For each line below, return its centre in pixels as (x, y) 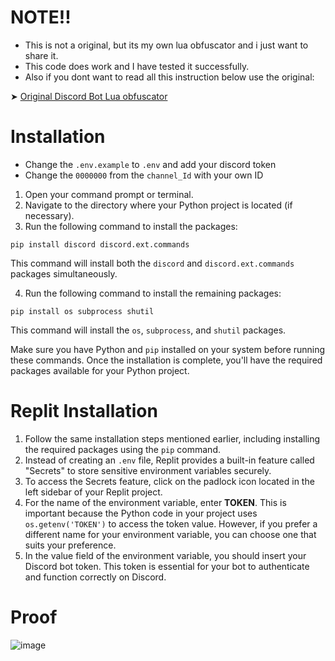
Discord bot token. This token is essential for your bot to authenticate (167, 566)
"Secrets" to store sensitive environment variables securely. (148, 470)
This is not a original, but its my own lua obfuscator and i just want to (166, 45)
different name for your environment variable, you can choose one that (170, 534)
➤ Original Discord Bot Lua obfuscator (89, 96)
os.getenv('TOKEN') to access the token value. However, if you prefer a (171, 523)
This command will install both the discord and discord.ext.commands (152, 263)
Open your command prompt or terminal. (109, 194)
